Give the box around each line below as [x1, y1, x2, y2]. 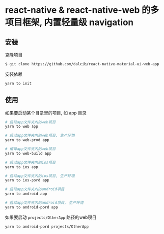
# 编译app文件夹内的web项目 [5, 146, 56, 151]
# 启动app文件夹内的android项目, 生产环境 [5, 200, 83, 205]
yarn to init [5, 81, 32, 86]
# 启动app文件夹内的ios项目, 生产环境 [5, 173, 75, 178]
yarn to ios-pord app [5, 178, 50, 183]
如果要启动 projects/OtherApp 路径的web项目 [5, 214, 97, 220]
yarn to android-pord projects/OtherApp [5, 224, 89, 229]
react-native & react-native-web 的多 [5, 4, 160, 16]
